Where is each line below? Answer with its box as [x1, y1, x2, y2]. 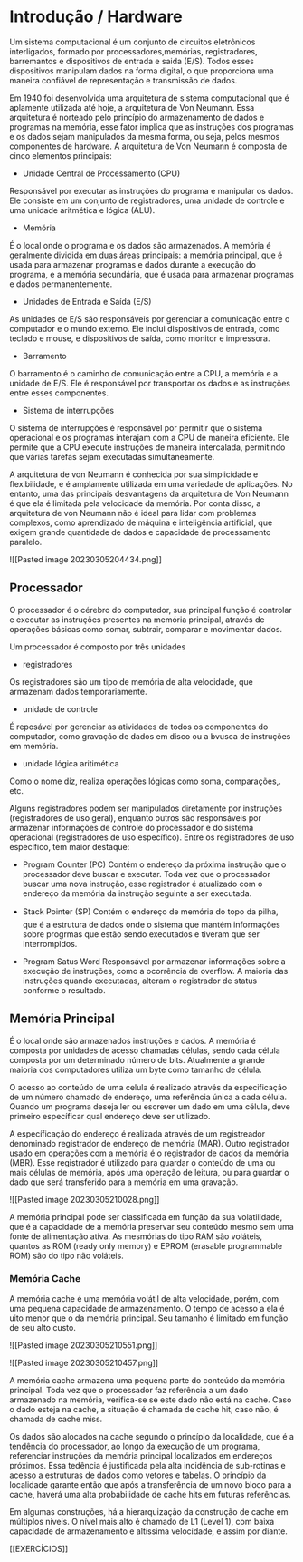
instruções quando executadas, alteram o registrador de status [22, 975, 258, 986]
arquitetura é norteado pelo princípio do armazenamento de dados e [9, 112, 265, 122]
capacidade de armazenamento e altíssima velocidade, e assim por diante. [9, 1526, 288, 1537]
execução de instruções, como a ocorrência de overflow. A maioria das [22, 965, 289, 976]
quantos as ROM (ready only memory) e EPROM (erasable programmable [9, 1240, 283, 1251]
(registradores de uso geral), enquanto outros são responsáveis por [9, 812, 262, 823]
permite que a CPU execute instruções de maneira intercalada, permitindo [9, 442, 286, 453]
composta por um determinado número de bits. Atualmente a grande [9, 1054, 265, 1065]
